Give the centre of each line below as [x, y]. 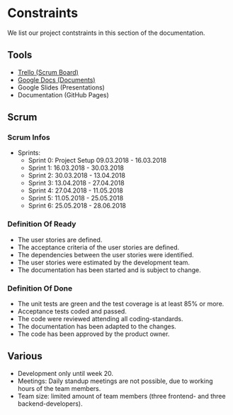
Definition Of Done [40, 288]
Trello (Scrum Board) [48, 72]
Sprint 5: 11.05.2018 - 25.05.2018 [76, 198]
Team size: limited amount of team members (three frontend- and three [121, 396]
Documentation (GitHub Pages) [63, 95]
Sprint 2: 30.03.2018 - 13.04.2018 [77, 176]
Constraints [43, 13]
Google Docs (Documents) [56, 80]
